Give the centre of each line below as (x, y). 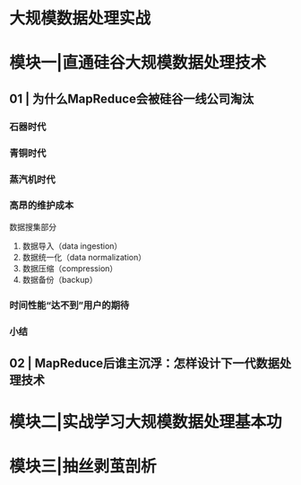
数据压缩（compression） (70, 268)
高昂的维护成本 (42, 206)
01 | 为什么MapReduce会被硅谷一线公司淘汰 (132, 98)
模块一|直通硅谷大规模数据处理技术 (138, 63)
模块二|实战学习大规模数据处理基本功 (146, 422)
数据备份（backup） (60, 279)
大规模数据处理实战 (80, 18)
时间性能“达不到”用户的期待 (69, 304)
